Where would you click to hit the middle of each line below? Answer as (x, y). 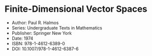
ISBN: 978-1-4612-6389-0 (38, 43)
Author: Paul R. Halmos (35, 23)
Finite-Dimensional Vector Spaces (76, 9)
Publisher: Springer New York (42, 33)
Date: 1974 (22, 38)
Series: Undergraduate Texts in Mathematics (57, 28)
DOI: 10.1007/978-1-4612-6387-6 (45, 49)
